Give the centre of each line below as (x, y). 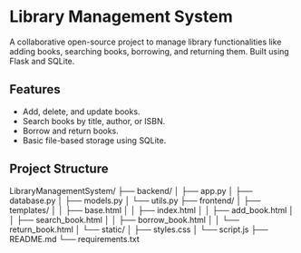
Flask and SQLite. (42, 61)
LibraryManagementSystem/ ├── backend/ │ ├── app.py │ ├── (131, 190)
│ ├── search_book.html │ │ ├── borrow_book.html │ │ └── (125, 219)
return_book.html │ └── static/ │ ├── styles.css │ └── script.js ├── (139, 229)
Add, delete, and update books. (81, 112)
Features (35, 89)
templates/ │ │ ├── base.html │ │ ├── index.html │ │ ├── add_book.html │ (152, 209)
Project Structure (59, 169)
